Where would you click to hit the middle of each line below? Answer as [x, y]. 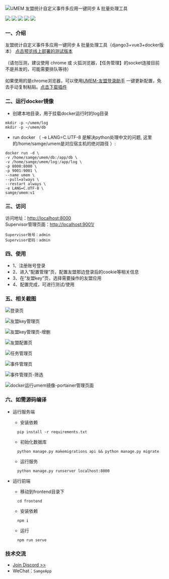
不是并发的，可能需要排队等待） [38, 69]
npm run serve [32, 540]
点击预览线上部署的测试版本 [44, 51]
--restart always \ [26, 184]
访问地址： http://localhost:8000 [38, 218]
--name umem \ [20, 175]
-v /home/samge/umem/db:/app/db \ [41, 157]
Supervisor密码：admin [28, 240]
